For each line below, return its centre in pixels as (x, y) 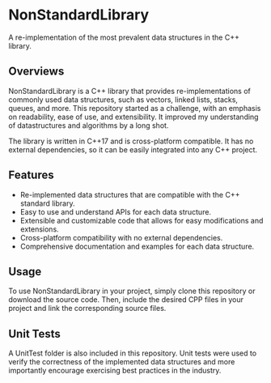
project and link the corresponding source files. (87, 309)
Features (31, 175)
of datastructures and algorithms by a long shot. (89, 125)
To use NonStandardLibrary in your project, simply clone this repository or (132, 291)
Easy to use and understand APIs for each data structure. (116, 211)
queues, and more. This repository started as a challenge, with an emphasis (135, 108)
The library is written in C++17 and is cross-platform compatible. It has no (131, 141)
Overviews (36, 72)
